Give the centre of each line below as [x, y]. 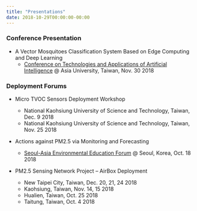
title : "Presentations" [36, 12]
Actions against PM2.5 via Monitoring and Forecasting [82, 141]
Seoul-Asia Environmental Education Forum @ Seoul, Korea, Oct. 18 [107, 153]
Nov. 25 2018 [40, 130]
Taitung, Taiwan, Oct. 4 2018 [59, 202]
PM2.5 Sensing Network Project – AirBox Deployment [81, 171]
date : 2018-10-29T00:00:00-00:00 [48, 17]
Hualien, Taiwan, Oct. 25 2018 [61, 195]
